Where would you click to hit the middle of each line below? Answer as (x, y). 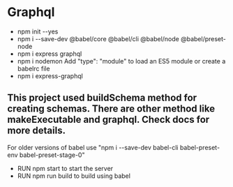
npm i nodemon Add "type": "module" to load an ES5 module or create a (121, 61)
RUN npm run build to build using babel (74, 176)
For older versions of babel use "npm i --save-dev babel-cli (93, 147)
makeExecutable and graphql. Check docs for (108, 120)
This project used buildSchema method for (102, 98)
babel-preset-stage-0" (52, 155)
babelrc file (33, 68)
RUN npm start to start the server (65, 168)
